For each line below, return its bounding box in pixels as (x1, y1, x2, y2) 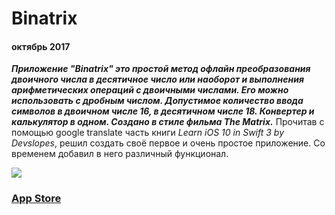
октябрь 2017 (11, 40, 71, 52)
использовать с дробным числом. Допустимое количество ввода (11, 95, 304, 107)
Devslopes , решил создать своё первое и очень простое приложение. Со (11, 137, 326, 149)
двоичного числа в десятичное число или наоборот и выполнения (11, 73, 304, 86)
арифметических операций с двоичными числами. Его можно (11, 84, 289, 96)
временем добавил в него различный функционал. (11, 148, 229, 160)
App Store (11, 192, 62, 206)
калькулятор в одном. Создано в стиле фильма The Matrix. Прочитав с (11, 116, 325, 128)
